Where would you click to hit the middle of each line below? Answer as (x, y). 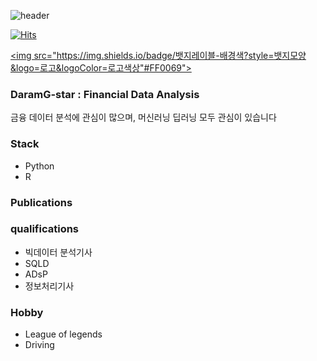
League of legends (63, 334)
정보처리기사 (49, 286)
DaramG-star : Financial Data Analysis (105, 94)
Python (39, 166)
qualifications (45, 229)
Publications (41, 202)
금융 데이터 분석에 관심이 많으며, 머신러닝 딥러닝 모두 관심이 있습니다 (143, 117)
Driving (39, 345)
